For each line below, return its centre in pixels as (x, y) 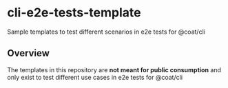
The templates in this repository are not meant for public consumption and (114, 69)
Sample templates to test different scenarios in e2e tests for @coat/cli (106, 32)
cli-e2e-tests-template (74, 13)
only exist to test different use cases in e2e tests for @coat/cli (95, 77)
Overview (29, 53)
